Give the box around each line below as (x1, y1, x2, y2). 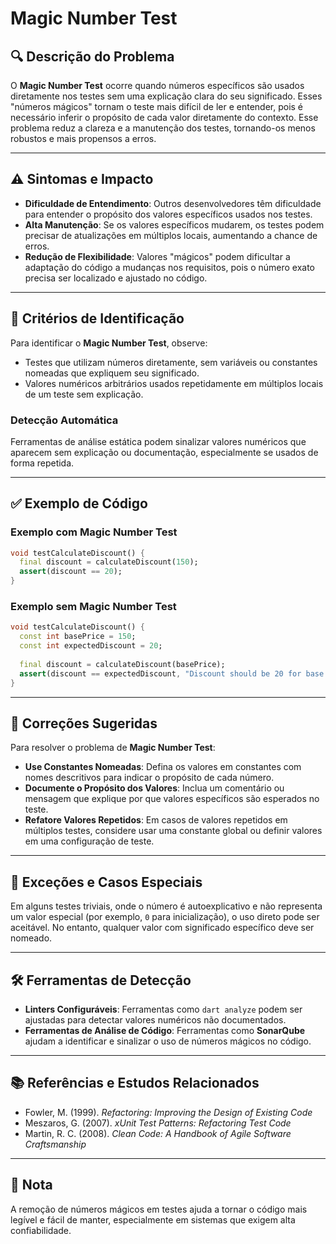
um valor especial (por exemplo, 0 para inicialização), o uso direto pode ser (10, 911, 320, 923)
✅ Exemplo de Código (10, 495, 148, 512)
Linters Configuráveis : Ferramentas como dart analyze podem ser (24, 1003, 303, 1015)
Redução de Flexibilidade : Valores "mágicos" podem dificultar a (24, 250, 291, 262)
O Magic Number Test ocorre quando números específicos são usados (10, 80, 305, 91)
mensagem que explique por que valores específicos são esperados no (24, 793, 320, 805)
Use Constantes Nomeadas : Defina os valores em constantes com (24, 761, 302, 773)
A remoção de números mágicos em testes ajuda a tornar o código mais (10, 1203, 308, 1215)
